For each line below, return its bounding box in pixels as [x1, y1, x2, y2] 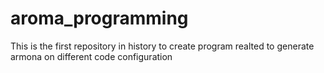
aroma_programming [10, 7, 189, 30]
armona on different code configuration [10, 50, 173, 62]
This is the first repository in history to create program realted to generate [10, 40, 315, 52]
